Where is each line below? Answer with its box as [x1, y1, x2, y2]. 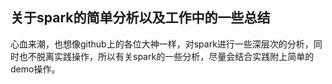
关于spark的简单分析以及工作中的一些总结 [10, 9, 271, 27]
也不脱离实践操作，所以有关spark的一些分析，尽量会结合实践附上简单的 [18, 50, 315, 62]
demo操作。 [10, 63, 61, 75]
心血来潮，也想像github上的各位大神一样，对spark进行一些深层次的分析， [10, 38, 314, 50]
